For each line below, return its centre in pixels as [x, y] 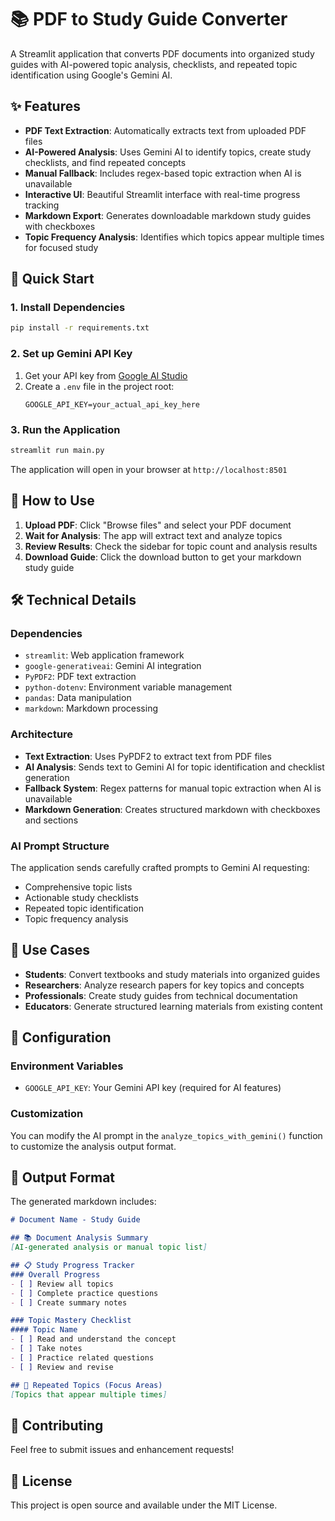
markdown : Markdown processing [91, 708]
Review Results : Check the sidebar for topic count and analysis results [171, 546]
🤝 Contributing [57, 1425]
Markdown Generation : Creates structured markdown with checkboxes [172, 809]
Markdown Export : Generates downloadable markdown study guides [168, 215]
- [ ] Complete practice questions [84, 1293]
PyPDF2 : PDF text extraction [80, 677]
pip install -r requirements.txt [80, 328]
